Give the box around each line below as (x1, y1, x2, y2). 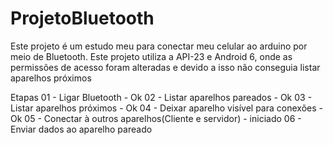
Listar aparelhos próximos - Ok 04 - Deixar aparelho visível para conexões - (10, 102, 323, 114)
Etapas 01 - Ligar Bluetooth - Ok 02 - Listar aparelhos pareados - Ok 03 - (10, 91, 313, 103)
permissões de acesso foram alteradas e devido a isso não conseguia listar (10, 61, 321, 73)
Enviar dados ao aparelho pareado (10, 123, 153, 135)
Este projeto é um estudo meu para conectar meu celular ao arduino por (10, 40, 308, 52)
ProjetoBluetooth (10, 7, 155, 30)
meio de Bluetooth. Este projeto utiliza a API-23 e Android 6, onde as (10, 50, 293, 62)
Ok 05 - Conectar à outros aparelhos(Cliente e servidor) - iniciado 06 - (10, 112, 302, 124)
